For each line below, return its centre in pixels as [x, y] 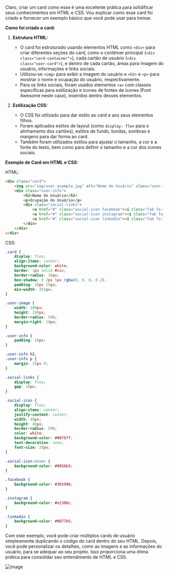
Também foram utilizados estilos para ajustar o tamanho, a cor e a [89, 142]
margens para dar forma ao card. [54, 136]
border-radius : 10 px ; [37, 275]
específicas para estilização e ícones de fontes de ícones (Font [85, 90]
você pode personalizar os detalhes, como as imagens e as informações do [84, 546]
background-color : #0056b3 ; [44, 466]
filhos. [26, 120]
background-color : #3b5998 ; [44, 484]
